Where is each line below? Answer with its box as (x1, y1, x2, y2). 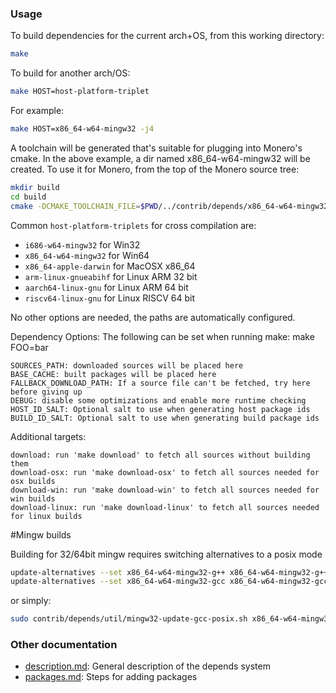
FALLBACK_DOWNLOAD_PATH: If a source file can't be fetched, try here (10, 378, 311, 388)
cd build (10, 192, 47, 202)
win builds (10, 493, 56, 504)
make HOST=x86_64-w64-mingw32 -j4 (10, 124, 155, 134)
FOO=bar (10, 341, 49, 353)
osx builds (10, 476, 56, 486)
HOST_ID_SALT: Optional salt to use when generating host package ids (10, 404, 311, 414)
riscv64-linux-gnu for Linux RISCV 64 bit (24, 292, 196, 304)
